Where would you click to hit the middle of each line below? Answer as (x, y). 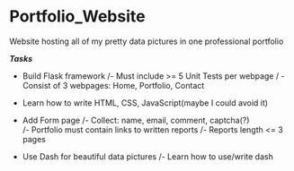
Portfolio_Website (77, 17)
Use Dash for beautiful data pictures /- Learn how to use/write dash (148, 156)
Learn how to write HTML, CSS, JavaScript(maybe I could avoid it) (145, 103)
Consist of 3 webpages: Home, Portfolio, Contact (113, 85)
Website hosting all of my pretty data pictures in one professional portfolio (147, 41)
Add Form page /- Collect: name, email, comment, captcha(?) (136, 120)
